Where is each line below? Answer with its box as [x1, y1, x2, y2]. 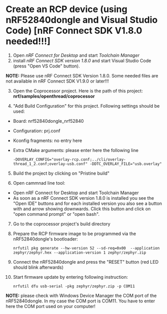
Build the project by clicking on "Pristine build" [13, 170, 110, 176]
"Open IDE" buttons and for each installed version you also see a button [13, 200, 162, 206]
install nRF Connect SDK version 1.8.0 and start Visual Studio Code [13, 57, 151, 63]
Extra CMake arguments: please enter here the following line [13, 147, 139, 153]
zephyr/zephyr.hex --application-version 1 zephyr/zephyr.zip [13, 250, 146, 255]
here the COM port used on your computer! [6, 303, 96, 309]
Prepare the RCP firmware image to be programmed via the [13, 230, 136, 237]
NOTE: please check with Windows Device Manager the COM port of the [6, 292, 157, 298]
